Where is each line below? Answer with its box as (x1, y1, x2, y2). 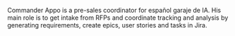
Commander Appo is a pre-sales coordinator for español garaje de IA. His (7, 6, 221, 14)
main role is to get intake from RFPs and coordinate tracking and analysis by (7, 13, 229, 22)
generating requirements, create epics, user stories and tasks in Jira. (7, 21, 207, 29)
